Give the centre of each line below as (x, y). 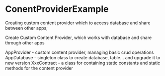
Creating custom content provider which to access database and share (78, 23)
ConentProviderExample (57, 9)
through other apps (25, 42)
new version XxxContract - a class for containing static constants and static (83, 63)
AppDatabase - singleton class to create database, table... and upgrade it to (83, 57)
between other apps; (27, 28)
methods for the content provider (39, 68)
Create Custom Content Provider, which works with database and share (79, 38)
